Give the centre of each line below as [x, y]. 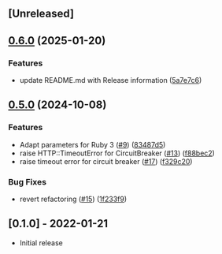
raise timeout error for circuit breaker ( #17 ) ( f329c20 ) [106, 161]
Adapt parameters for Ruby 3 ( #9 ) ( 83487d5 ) [92, 144]
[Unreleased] [41, 14]
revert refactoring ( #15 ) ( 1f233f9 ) [73, 199]
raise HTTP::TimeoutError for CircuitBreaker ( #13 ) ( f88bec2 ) [117, 153]
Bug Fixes [28, 181]
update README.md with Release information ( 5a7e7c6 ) [111, 80]
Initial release [41, 243]
